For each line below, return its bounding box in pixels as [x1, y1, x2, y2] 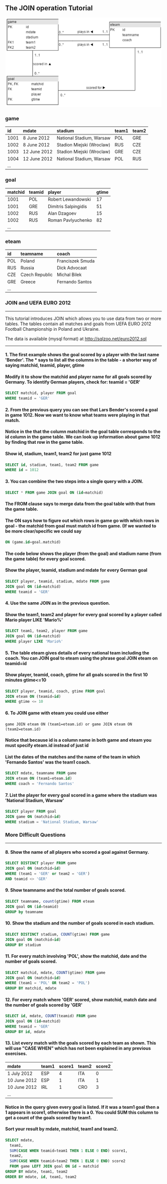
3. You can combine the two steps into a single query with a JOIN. [5, 478, 144, 484]
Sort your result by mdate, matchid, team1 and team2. [5, 1126, 118, 1132]
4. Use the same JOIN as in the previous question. [5, 600, 110, 606]
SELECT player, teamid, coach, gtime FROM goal [5, 688, 106, 694]
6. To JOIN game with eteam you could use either [5, 710, 109, 716]
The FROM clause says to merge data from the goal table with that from [5, 501, 156, 507]
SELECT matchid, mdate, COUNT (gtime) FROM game [5, 970, 106, 975]
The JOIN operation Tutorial [5, 4, 93, 12]
